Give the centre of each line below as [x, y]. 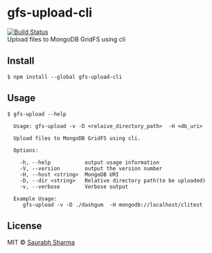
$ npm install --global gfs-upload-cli [65, 77]
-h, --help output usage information [89, 162]
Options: [26, 150]
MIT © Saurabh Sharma [41, 243]
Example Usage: [35, 198]
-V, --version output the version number [91, 168]
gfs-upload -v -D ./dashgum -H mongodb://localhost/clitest [113, 205]
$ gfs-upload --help [37, 114]
